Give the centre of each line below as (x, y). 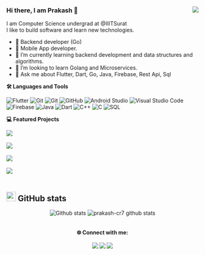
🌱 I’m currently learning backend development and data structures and (104, 55)
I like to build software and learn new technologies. (70, 30)
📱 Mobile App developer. (46, 48)
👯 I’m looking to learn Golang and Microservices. (76, 68)
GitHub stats (42, 198)
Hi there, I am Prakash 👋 (42, 10)
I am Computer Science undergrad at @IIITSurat (67, 24)
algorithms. (29, 62)
